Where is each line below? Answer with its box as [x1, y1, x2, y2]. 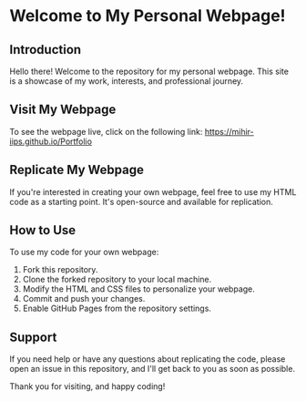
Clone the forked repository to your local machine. [22, 274, 212, 285]
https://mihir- [204, 126, 255, 137]
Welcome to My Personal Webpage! [9, 5, 286, 26]
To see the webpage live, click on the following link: [9, 126, 203, 137]
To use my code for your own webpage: [9, 247, 159, 258]
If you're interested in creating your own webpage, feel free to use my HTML [9, 186, 297, 197]
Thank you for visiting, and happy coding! [9, 381, 166, 392]
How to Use [9, 222, 76, 238]
